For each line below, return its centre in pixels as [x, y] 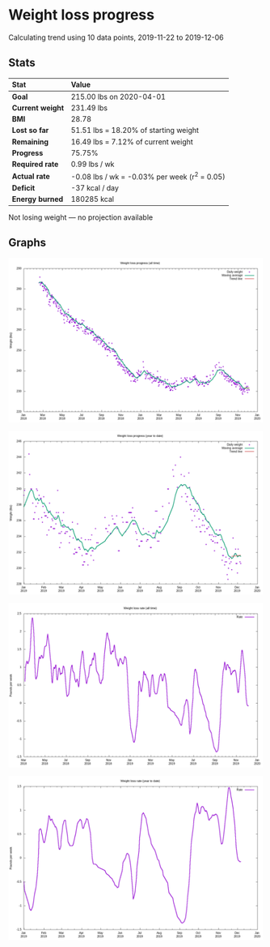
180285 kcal [93, 199]
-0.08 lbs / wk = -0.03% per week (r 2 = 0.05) [148, 176]
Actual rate [31, 176]
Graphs [27, 243]
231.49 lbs [89, 108]
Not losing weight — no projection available [81, 217]
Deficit [23, 188]
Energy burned [38, 199]
